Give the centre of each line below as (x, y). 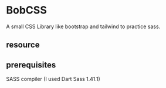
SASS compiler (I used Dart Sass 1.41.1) (53, 79)
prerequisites (31, 65)
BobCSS (26, 10)
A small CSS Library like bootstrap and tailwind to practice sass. (83, 26)
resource (23, 45)
